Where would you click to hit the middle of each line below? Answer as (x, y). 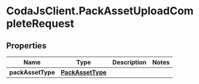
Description (129, 62)
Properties (26, 46)
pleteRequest (40, 24)
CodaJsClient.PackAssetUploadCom (100, 11)
